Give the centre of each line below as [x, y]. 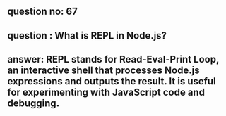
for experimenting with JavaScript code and [106, 92]
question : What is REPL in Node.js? [87, 36]
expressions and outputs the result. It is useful [112, 81]
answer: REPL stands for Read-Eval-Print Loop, [113, 59]
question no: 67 [42, 12]
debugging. [34, 104]
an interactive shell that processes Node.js [103, 71]
